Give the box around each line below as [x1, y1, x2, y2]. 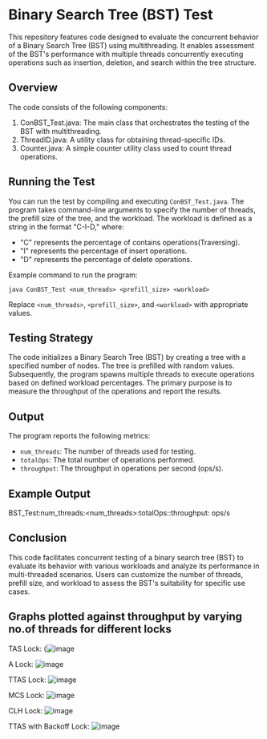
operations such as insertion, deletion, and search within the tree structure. [8, 58, 257, 67]
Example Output [8, 487, 91, 500]
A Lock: [8, 659, 34, 668]
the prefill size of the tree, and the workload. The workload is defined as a [8, 213, 253, 223]
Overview [8, 81, 59, 95]
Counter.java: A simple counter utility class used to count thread [19, 143, 232, 153]
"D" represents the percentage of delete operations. [19, 254, 192, 264]
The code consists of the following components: [8, 102, 168, 111]
